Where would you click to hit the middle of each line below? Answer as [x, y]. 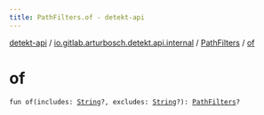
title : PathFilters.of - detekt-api [77, 17]
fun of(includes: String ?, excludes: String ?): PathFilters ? [125, 102]
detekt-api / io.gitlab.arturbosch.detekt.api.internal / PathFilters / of [132, 42]
